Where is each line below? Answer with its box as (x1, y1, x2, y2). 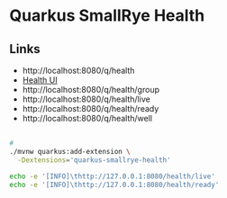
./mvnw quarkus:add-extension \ (9, 148, 131, 157)
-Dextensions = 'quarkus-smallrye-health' (17, 156, 171, 165)
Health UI (22, 75, 58, 85)
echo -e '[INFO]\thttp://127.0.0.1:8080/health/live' (9, 172, 216, 181)
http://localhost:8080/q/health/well (22, 113, 153, 123)
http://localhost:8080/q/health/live (22, 94, 150, 104)
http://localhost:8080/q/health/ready (22, 103, 159, 113)
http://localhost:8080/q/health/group (22, 85, 160, 94)
